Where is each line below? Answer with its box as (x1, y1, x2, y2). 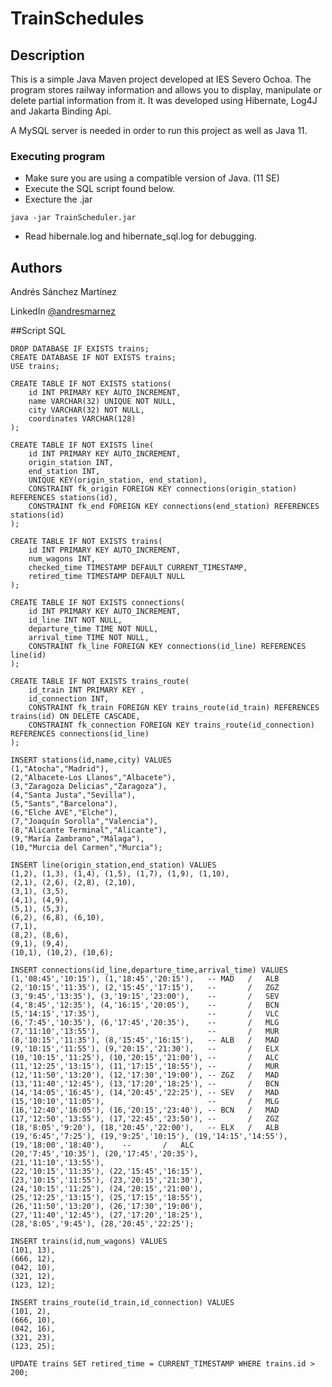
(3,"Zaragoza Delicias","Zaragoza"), (10, 782, 168, 792)
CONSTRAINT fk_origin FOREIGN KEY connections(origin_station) (28, 484, 298, 494)
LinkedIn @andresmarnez (10, 305, 117, 317)
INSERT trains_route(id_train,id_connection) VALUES (10, 1298, 235, 1308)
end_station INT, (28, 467, 101, 477)
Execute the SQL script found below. (24, 183, 176, 195)
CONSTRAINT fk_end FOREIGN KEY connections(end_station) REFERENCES (28, 502, 320, 512)
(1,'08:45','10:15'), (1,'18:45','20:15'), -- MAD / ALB (10, 974, 280, 984)
